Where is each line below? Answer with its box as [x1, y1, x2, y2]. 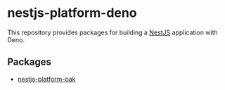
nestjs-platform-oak [17, 75, 76, 83]
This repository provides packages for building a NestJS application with [7, 28, 218, 37]
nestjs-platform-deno [7, 5, 137, 21]
